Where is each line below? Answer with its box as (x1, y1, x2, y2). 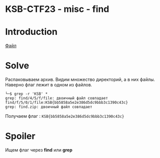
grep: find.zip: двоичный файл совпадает (5, 104, 93, 110)
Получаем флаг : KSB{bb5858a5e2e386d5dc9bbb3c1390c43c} (5, 113, 125, 119)
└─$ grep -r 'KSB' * (5, 91, 48, 96)
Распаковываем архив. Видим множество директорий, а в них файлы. (5, 77, 156, 82)
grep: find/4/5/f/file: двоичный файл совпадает (5, 96, 108, 101)
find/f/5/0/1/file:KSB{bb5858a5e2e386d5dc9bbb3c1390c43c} (5, 100, 128, 105)
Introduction (5, 26, 58, 38)
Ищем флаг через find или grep (5, 147, 73, 153)
